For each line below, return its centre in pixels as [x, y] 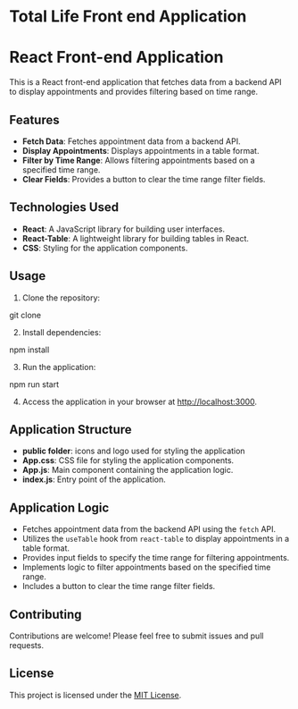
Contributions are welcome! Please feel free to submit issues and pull [137, 636]
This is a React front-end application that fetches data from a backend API [146, 82]
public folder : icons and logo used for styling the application [133, 451]
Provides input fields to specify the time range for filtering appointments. [156, 558]
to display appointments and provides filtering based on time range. [134, 92]
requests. [27, 645]
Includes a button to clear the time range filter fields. [119, 587]
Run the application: [59, 367]
